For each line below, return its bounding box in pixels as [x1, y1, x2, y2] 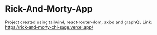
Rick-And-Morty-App [5, 3, 93, 14]
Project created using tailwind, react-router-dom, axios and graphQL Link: [5, 19, 153, 25]
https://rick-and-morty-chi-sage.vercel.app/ [5, 24, 94, 30]
